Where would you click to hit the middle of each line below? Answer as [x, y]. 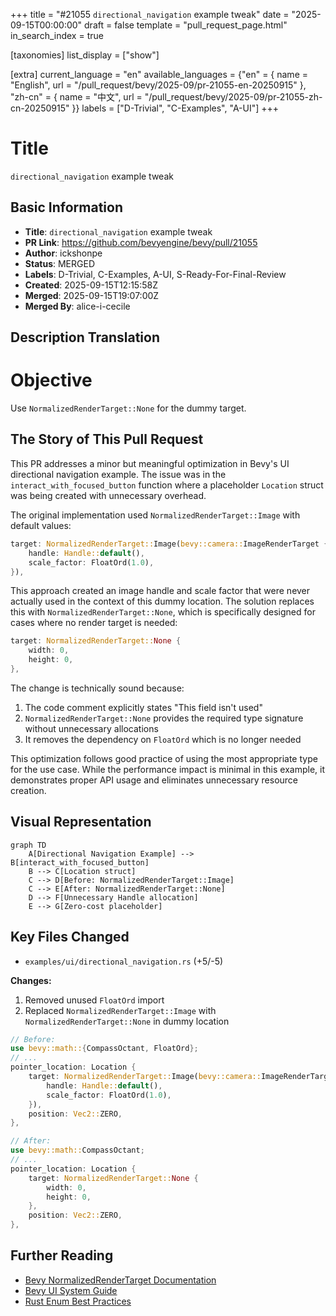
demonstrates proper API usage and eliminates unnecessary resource [154, 780]
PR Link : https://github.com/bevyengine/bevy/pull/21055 [141, 242]
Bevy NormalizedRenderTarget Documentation [120, 1280]
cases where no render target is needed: [94, 623]
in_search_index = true [57, 35]
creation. [28, 790]
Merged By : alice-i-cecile [77, 306]
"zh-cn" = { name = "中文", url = [76, 97]
